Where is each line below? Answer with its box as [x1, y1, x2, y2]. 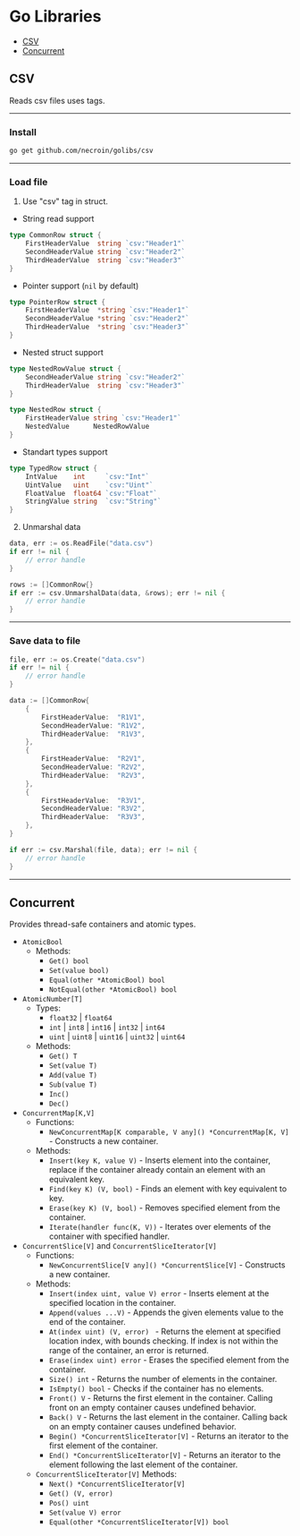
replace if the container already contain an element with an [48, 1165, 266, 1175]
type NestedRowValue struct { [9, 364, 122, 373]
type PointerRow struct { [9, 297, 105, 306]
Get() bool [48, 957, 89, 966]
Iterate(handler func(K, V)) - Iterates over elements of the [48, 1222, 271, 1233]
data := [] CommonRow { [9, 696, 90, 705]
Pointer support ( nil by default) [21, 280, 139, 291]
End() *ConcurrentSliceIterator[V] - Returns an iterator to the [48, 1450, 281, 1461]
